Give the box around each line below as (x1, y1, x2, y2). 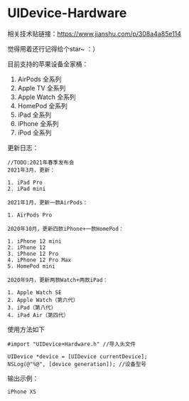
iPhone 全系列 (17, 119, 59, 127)
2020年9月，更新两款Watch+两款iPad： (7, 276, 109, 283)
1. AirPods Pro (7, 212, 53, 219)
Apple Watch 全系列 (17, 93, 76, 101)
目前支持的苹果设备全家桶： (7, 59, 89, 68)
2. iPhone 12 (7, 244, 46, 251)
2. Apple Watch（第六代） (7, 296, 79, 303)
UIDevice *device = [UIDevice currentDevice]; (7, 353, 148, 360)
